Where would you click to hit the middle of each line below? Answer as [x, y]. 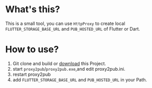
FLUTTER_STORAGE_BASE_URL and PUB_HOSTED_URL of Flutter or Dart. [73, 28]
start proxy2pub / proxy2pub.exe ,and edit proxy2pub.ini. [69, 69]
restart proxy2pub [32, 74]
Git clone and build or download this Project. [59, 63]
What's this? [33, 9]
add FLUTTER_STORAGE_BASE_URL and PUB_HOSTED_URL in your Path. [80, 79]
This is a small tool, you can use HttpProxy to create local [65, 23]
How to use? [32, 50]
